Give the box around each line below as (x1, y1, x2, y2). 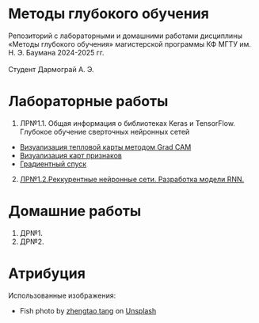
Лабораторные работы (8, 93, 169, 111)
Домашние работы (8, 203, 142, 220)
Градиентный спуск (19, 159, 87, 169)
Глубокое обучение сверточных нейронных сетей (19, 127, 190, 136)
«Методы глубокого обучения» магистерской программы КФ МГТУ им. (8, 39, 251, 48)
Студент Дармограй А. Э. (8, 64, 94, 74)
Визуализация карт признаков (19, 150, 123, 160)
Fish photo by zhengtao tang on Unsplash (19, 306, 157, 315)
